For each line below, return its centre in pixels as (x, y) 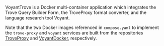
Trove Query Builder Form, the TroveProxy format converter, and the (76, 12)
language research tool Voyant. (38, 18)
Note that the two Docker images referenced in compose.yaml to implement (82, 27)
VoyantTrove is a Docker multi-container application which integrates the (81, 7)
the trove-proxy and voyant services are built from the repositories (74, 33)
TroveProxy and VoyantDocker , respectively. (51, 38)
